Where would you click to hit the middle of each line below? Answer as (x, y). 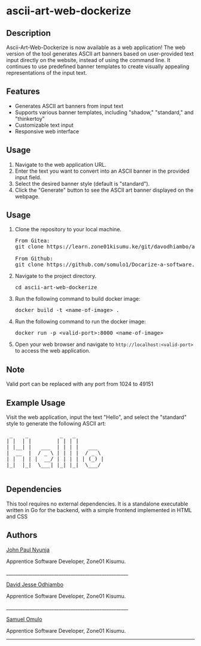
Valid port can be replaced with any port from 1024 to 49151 (80, 384)
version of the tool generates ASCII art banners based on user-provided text (100, 54)
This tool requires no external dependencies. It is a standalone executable (97, 504)
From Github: (34, 259)
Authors (22, 535)
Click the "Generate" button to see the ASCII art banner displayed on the (104, 190)
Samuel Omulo (24, 619)
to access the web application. (53, 351)
